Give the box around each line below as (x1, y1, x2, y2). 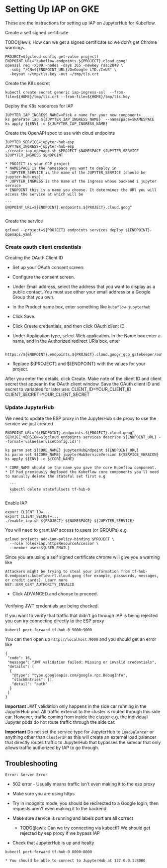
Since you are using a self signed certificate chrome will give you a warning (5, 554, 160, 560)
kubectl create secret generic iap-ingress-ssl (5, 90, 106, 95)
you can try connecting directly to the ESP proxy (5, 618, 104, 624)
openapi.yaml (5, 232, 32, 237)
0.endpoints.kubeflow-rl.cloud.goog (5, 573, 81, 578)
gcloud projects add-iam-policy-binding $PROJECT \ (5, 536, 114, 542)
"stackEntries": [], (11, 677, 55, 682)
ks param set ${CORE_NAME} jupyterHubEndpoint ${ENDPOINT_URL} (5, 448, 139, 453)
